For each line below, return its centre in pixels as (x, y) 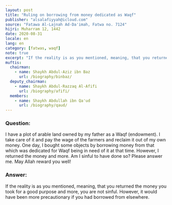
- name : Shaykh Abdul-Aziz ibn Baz (52, 72)
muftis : (14, 63)
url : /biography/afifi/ (44, 91)
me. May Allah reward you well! (38, 161)
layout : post (19, 10)
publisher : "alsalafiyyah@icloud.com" (47, 19)
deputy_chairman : (28, 81)
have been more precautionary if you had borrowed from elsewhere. (78, 197)
